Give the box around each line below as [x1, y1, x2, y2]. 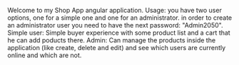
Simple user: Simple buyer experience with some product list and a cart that [7, 28, 230, 37]
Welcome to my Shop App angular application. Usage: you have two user [7, 6, 223, 14]
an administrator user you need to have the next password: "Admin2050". [7, 21, 223, 29]
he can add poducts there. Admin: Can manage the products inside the [7, 36, 216, 45]
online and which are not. [7, 51, 82, 59]
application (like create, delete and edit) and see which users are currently [7, 44, 226, 52]
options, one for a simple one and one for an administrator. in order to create [7, 13, 233, 22]
